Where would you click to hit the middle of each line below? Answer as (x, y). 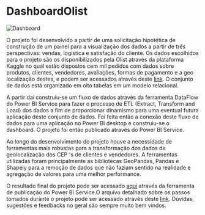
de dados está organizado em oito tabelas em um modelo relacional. (92, 85)
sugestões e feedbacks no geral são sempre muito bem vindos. (86, 205)
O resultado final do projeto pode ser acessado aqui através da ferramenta (100, 186)
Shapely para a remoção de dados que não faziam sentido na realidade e (99, 167)
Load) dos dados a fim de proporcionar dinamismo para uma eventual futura (102, 110)
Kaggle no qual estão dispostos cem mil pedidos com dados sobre (90, 66)
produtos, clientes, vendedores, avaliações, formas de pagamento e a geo (100, 72)
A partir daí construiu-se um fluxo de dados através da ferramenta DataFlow (102, 97)
